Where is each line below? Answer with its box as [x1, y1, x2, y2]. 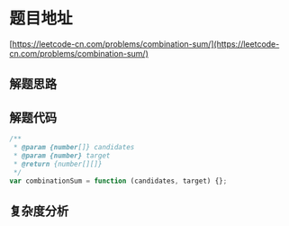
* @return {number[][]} [13, 159, 103, 168]
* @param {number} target [13, 150, 111, 160]
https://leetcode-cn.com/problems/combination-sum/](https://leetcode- [12, 38, 280, 50]
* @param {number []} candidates [13, 143, 135, 152]
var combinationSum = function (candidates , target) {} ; [9, 176, 228, 185]
